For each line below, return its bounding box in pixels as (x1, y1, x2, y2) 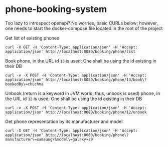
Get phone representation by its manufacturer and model (5, 118, 123, 124)
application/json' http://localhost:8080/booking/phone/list (5, 49, 136, 54)
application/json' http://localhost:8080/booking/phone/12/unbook (5, 109, 147, 114)
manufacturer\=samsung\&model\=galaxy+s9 (5, 136, 93, 142)
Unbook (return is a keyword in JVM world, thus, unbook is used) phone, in (5, 90, 160, 96)
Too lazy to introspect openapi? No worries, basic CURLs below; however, (5, 20, 158, 26)
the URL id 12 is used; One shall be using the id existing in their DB (5, 95, 142, 101)
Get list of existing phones (5, 35, 59, 41)
